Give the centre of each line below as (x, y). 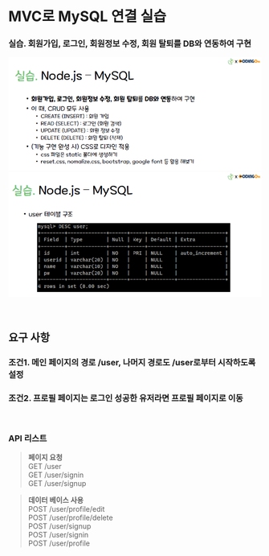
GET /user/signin (56, 475)
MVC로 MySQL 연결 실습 (88, 16)
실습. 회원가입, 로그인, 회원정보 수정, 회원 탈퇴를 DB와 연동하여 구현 (130, 43)
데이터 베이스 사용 (56, 500)
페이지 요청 (45, 457)
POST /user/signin (58, 535)
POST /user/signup (59, 526)
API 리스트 (28, 438)
